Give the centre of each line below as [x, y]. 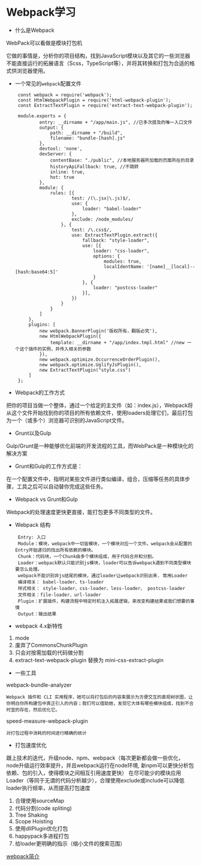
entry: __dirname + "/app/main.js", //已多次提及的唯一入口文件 [116, 122]
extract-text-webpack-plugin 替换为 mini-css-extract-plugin [89, 660]
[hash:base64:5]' [37, 272]
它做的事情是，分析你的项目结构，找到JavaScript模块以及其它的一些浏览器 [98, 55]
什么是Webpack [34, 30]
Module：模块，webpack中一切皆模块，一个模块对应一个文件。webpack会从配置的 [105, 544]
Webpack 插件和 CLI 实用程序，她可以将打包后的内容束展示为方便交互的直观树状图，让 [100, 697]
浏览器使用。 [32, 70]
